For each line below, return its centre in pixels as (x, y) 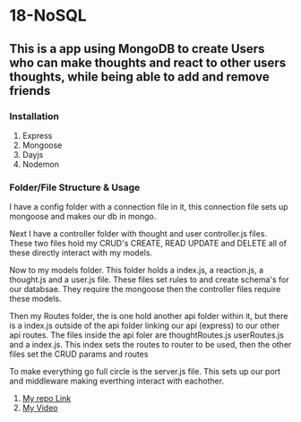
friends (30, 90)
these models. (35, 299)
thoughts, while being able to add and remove (140, 77)
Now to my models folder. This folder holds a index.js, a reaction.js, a (137, 271)
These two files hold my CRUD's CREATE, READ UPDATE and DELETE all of (148, 244)
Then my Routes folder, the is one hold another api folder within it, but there (149, 316)
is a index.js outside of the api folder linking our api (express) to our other (145, 326)
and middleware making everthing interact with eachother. (117, 381)
